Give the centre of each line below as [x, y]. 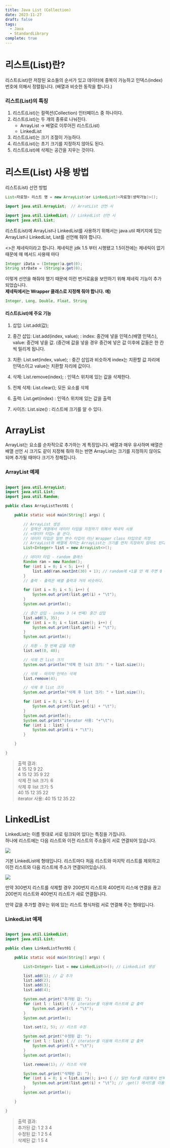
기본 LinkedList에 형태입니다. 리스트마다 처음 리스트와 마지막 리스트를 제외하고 [83, 861]
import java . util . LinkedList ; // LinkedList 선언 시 [60, 215]
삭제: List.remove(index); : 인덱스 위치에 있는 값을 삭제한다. [72, 377]
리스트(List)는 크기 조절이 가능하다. [47, 137]
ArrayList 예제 [22, 472]
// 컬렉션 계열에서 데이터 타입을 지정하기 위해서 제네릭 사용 [78, 529]
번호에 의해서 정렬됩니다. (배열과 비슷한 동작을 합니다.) [59, 86]
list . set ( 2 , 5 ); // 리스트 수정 [55, 1027]
